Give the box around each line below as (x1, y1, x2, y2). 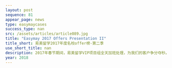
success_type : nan (5, 27, 45, 32)
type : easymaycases (5, 21, 47, 27)
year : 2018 (5, 55, 29, 60)
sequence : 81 (5, 12, 33, 17)
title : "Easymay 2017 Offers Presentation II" (5, 36, 106, 41)
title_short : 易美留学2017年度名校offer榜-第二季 (5, 41, 104, 46)
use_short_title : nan (5, 46, 52, 51)
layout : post (5, 7, 33, 13)
